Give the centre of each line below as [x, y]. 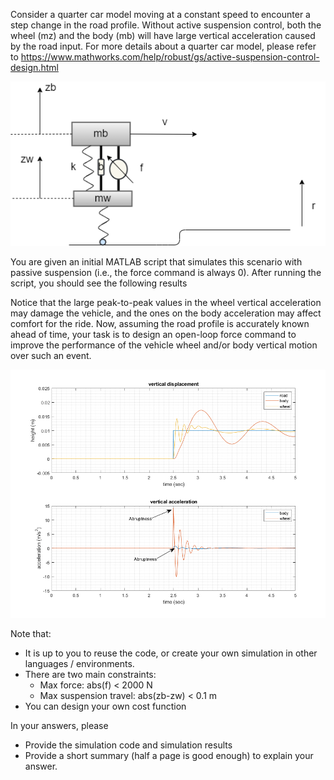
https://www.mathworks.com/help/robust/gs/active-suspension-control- [170, 57]
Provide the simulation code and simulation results [128, 745]
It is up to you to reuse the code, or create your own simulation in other [171, 653]
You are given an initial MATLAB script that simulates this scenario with [156, 261]
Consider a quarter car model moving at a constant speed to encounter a [160, 14]
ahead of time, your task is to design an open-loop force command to [153, 334]
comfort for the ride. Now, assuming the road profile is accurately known [160, 323]
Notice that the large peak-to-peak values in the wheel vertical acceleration [166, 302]
